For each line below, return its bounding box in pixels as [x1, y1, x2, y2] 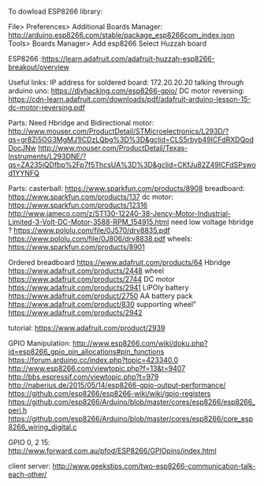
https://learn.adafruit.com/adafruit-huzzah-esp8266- [42, 54, 215, 63]
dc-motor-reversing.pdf [8, 103, 85, 112]
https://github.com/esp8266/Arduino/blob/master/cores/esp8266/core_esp [8, 414, 254, 423]
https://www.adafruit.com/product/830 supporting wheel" [8, 300, 197, 308]
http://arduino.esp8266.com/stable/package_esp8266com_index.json [8, 31, 235, 39]
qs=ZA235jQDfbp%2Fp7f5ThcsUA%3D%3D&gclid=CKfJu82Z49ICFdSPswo [8, 160, 256, 169]
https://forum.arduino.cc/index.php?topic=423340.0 [8, 355, 179, 364]
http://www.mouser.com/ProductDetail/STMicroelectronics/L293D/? [8, 126, 229, 136]
